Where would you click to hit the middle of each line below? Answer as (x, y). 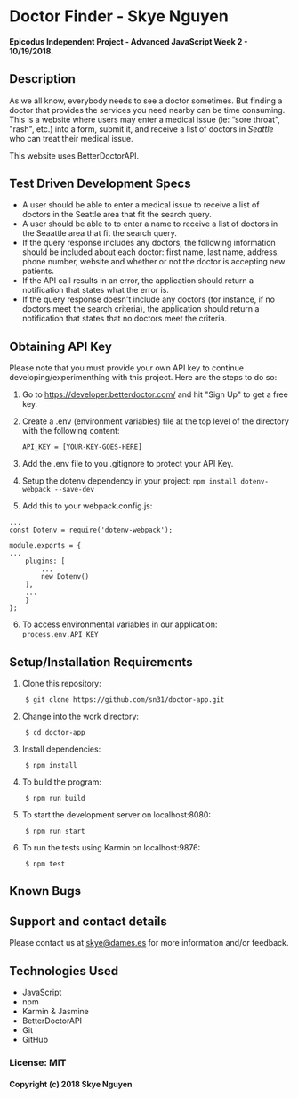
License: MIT (38, 1062)
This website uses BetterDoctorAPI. (74, 155)
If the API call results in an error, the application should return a (138, 281)
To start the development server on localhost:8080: (117, 815)
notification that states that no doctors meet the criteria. (125, 319)
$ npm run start (56, 831)
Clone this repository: (61, 684)
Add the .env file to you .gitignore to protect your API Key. (128, 464)
